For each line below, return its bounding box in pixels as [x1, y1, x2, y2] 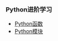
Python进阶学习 [5, 5, 53, 13]
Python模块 [14, 28, 43, 35]
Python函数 [14, 20, 43, 28]
